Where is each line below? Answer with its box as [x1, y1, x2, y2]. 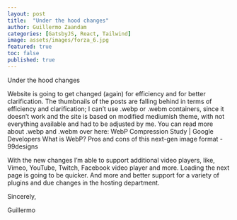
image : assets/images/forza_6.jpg [7, 37, 110, 44]
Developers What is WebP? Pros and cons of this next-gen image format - [7, 134, 223, 143]
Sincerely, [7, 192, 37, 200]
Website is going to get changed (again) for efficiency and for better [7, 89, 207, 98]
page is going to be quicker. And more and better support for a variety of [7, 170, 219, 179]
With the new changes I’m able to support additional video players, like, [7, 156, 216, 164]
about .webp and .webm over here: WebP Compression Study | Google [7, 127, 214, 135]
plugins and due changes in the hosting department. [7, 178, 160, 187]
